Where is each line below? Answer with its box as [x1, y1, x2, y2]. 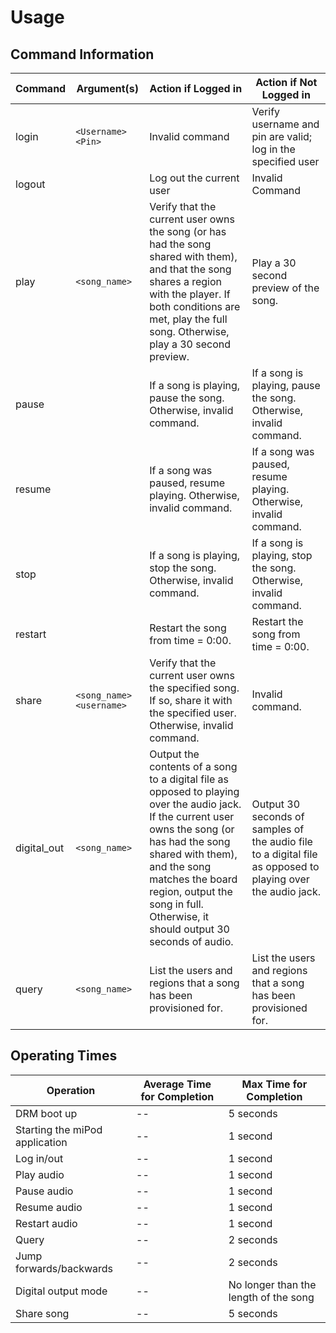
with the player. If [149, 287, 231, 301]
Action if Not [255, 76, 318, 89]
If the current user [149, 810, 235, 823]
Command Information [10, 46, 155, 63]
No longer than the [228, 1277, 317, 1291]
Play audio [15, 1167, 65, 1181]
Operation [46, 1083, 96, 1097]
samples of [251, 822, 305, 836]
